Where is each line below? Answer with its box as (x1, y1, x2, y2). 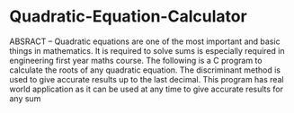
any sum (9, 92, 41, 104)
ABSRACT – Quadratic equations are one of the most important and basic (9, 36, 281, 47)
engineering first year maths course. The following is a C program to (9, 55, 263, 65)
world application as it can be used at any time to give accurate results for (9, 83, 284, 94)
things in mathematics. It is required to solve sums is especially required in (9, 45, 285, 56)
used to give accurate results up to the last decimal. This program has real (9, 74, 285, 84)
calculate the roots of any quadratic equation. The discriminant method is (9, 65, 281, 75)
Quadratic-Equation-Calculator (9, 6, 247, 27)
